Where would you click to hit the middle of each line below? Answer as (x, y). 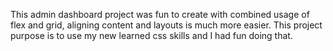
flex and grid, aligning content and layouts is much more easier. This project (166, 25)
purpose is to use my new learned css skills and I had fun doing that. (151, 35)
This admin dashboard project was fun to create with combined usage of (160, 14)
